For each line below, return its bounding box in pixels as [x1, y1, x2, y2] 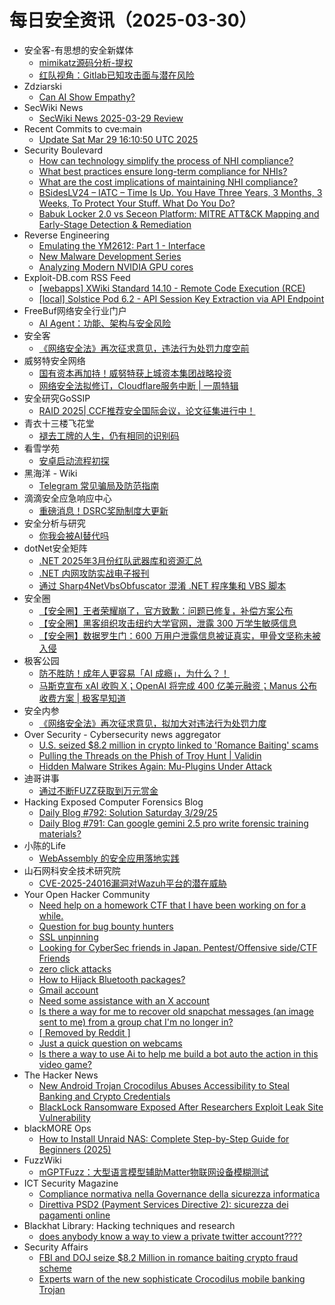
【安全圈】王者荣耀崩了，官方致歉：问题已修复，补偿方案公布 [38, 604, 294, 616]
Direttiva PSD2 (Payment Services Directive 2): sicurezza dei [38, 1198, 289, 1210]
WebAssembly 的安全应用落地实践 [38, 852, 180, 864]
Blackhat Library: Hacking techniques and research [23, 1219, 236, 1231]
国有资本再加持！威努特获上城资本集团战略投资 [38, 367, 232, 379]
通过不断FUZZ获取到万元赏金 [38, 784, 159, 796]
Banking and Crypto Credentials [38, 1090, 171, 1102]
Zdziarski [23, 80, 62, 92]
